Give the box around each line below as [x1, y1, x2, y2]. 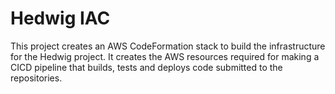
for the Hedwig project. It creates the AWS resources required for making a [10, 50, 320, 62]
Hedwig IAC [10, 7, 111, 30]
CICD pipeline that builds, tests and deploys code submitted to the [10, 61, 283, 73]
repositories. [10, 72, 63, 84]
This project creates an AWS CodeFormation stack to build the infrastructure [10, 40, 326, 52]
